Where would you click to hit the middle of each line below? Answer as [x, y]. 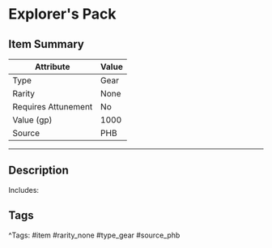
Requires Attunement [53, 107]
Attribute [53, 67]
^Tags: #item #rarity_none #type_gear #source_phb [94, 235]
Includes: [23, 190]
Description [38, 171]
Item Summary [47, 44]
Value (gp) [32, 120]
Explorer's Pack [62, 14]
